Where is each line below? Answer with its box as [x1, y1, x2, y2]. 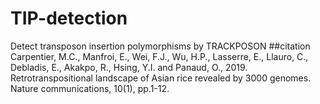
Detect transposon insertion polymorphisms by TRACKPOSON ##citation [10, 40, 311, 52]
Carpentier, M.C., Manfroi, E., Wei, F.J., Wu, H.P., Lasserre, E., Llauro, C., [10, 50, 309, 62]
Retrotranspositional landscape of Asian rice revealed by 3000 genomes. [10, 72, 312, 84]
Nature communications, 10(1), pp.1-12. [10, 82, 170, 94]
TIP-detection [10, 7, 128, 30]
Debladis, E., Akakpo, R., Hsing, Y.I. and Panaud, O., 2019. [10, 61, 248, 73]
